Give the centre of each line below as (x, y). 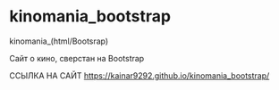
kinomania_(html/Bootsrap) (59, 41)
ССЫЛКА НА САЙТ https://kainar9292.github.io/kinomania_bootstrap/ (139, 75)
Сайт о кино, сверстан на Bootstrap (77, 58)
